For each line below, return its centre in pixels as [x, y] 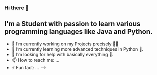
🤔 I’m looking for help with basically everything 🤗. [63, 54]
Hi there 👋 [17, 8]
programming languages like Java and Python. [78, 32]
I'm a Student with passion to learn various [73, 24]
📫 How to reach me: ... [36, 60]
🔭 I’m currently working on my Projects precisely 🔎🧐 [65, 44]
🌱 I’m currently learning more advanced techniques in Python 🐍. [77, 49]
